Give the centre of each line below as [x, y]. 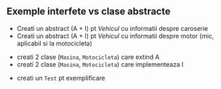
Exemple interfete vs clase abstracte [89, 12]
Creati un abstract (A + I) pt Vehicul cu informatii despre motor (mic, [115, 36]
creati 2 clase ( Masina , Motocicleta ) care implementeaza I [100, 64]
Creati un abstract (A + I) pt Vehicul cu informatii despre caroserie [112, 28]
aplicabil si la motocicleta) [55, 43]
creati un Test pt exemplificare [61, 78]
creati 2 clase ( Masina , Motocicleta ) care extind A [88, 57]
